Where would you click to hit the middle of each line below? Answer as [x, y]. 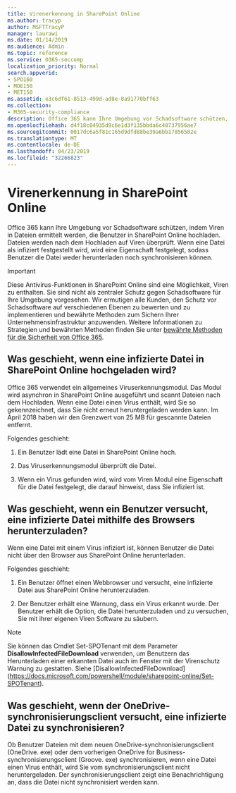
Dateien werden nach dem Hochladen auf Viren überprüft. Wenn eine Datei [116, 242]
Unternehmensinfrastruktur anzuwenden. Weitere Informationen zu [105, 322]
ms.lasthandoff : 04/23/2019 [49, 152]
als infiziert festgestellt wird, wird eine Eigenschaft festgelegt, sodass [108, 250]
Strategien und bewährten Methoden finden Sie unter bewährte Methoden [115, 329]
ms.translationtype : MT [42, 138]
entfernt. [20, 424]
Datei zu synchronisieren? [66, 728]
